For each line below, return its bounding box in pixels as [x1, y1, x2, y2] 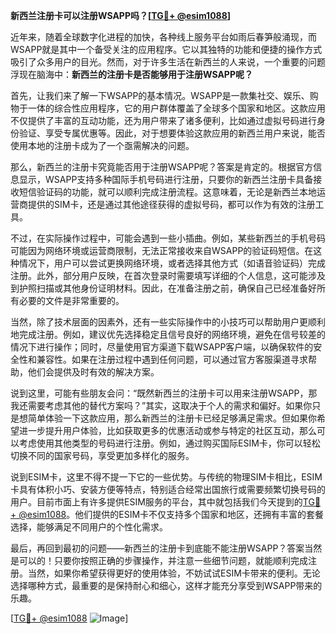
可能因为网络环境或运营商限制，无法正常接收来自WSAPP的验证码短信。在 [10, 245, 314, 256]
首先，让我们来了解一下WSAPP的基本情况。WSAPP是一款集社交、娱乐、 [10, 90, 310, 101]
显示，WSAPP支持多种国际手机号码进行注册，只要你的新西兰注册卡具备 [18, 174, 314, 185]
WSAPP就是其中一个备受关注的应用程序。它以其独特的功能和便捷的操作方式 [10, 44, 323, 55]
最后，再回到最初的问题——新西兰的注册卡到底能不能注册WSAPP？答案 [10, 542, 305, 554]
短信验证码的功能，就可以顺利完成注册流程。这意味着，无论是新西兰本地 [18, 186, 317, 198]
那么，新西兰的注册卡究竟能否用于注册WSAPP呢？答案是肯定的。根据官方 [10, 161, 314, 173]
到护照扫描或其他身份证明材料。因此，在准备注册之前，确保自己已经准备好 [10, 282, 317, 294]
